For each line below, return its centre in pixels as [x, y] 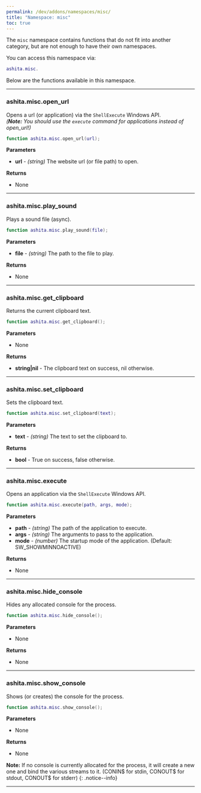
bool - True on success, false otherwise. [65, 459]
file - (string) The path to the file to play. [64, 253]
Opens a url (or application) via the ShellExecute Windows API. [84, 115]
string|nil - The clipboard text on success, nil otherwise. [84, 368]
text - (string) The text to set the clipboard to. [71, 436]
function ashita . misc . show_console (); [54, 707]
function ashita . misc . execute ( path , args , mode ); [69, 505]
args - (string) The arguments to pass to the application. [84, 534]
